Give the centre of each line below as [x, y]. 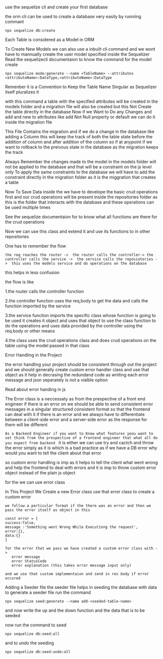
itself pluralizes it [22, 92]
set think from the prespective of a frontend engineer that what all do [81, 438]
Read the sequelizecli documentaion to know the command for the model [78, 59]
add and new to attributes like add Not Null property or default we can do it [80, 117]
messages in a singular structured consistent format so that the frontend [78, 409]
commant [15, 22]
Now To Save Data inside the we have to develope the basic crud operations [81, 192]
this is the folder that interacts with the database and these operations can [80, 202]
